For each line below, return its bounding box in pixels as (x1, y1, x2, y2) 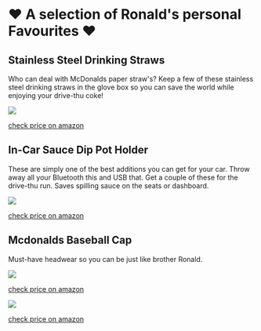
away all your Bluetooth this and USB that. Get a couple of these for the (8, 173, 238, 182)
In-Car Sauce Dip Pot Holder (8, 144, 149, 157)
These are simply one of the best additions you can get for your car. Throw (8, 164, 250, 173)
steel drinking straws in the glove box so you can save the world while (8, 82, 234, 92)
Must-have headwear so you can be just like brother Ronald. (8, 254, 203, 264)
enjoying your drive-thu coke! (8, 91, 104, 100)
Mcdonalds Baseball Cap (8, 234, 132, 247)
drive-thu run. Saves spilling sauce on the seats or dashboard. (8, 180, 209, 190)
